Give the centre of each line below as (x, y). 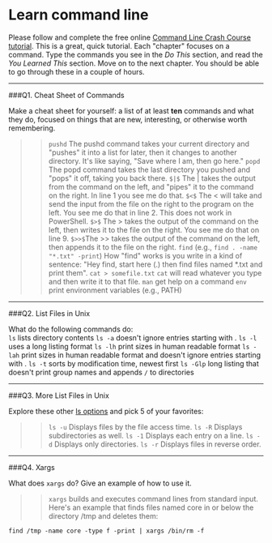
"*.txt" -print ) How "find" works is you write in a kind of (145, 255)
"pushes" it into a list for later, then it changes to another (142, 152)
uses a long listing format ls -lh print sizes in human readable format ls (129, 346)
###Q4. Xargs (32, 467)
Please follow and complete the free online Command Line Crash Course (130, 37)
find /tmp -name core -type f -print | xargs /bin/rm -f (106, 531)
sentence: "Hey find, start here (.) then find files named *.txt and (155, 264)
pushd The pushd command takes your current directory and (149, 143)
